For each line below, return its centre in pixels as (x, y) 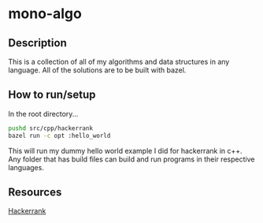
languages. (26, 167)
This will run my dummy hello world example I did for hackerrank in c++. (125, 151)
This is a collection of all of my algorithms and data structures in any (119, 61)
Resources (35, 192)
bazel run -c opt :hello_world (59, 136)
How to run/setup (52, 95)
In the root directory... (43, 113)
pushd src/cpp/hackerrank (50, 128)
